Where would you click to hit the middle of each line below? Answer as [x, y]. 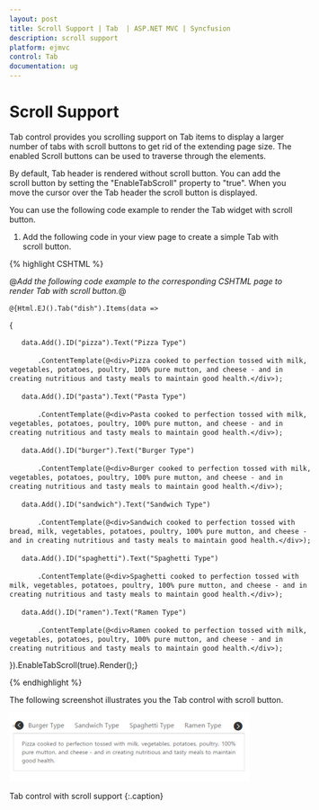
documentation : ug [44, 67]
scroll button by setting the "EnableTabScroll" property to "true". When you [148, 182]
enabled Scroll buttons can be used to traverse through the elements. [138, 156]
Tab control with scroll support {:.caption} [86, 796]
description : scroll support [64, 38]
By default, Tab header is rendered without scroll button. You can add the [145, 173]
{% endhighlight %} [46, 682]
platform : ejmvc [40, 48]
